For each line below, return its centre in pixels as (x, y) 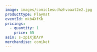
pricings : (15, 24)
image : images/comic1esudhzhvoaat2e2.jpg (49, 10)
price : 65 (24, 33)
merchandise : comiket (28, 42)
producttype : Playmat (28, 14)
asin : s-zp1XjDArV (24, 38)
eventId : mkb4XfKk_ (25, 19)
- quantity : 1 (24, 28)
